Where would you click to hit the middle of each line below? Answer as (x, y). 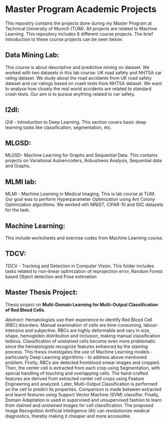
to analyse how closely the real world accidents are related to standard (78, 89)
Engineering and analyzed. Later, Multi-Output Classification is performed (81, 384)
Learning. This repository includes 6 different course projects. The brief (79, 34)
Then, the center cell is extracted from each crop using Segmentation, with (83, 368)
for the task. (18, 210)
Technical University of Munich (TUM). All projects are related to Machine (81, 28)
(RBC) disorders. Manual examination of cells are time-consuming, (74, 325)
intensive (15, 330)
